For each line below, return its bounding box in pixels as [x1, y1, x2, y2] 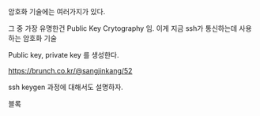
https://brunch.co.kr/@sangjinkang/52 [8, 66, 133, 75]
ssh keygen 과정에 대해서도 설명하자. [8, 82, 124, 92]
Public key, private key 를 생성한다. [8, 51, 119, 59]
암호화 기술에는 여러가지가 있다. [8, 7, 106, 16]
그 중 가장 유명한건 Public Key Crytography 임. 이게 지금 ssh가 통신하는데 [8, 24, 238, 33]
